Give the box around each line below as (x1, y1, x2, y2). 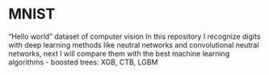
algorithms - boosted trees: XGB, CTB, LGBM (8, 57, 158, 67)
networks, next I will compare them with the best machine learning (8, 48, 230, 58)
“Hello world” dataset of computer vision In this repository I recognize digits (8, 31, 261, 41)
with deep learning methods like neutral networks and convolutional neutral (8, 40, 259, 49)
